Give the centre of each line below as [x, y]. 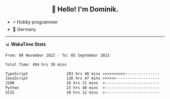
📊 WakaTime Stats [26, 44]
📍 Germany [24, 29]
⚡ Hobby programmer [35, 22]
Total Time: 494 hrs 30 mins [36, 64]
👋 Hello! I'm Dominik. [85, 9]
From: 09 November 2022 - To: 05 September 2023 [57, 55]
